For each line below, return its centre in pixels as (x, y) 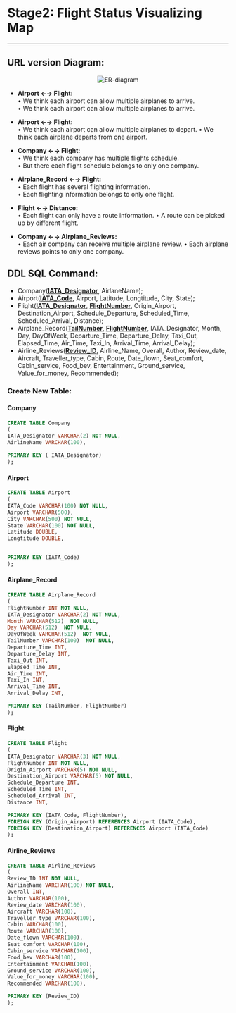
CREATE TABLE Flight (38, 744)
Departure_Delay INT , (39, 653)
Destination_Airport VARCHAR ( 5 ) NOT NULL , (70, 776)
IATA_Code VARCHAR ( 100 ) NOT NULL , (58, 505)
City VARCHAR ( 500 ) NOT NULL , (50, 519)
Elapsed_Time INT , (34, 667)
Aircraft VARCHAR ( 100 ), (42, 911)
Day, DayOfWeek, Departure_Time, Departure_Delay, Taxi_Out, (108, 336)
